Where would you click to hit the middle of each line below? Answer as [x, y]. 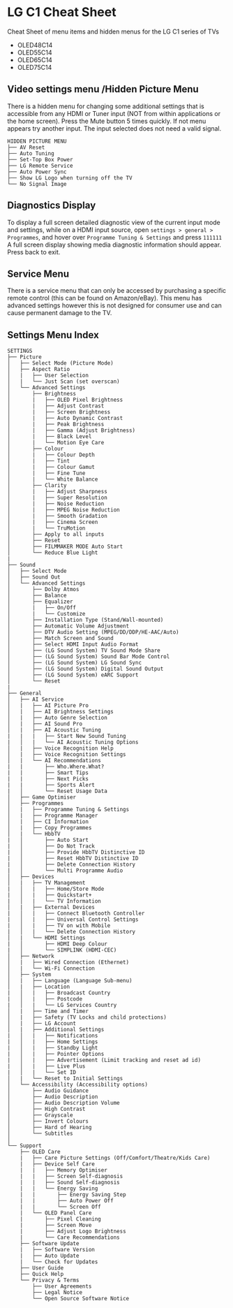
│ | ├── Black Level [50, 437]
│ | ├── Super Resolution [58, 498]
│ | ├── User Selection [48, 376]
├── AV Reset [26, 147]
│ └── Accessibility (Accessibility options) [78, 1085]
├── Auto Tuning [31, 153]
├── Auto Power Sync [37, 172]
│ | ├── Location [39, 987]
